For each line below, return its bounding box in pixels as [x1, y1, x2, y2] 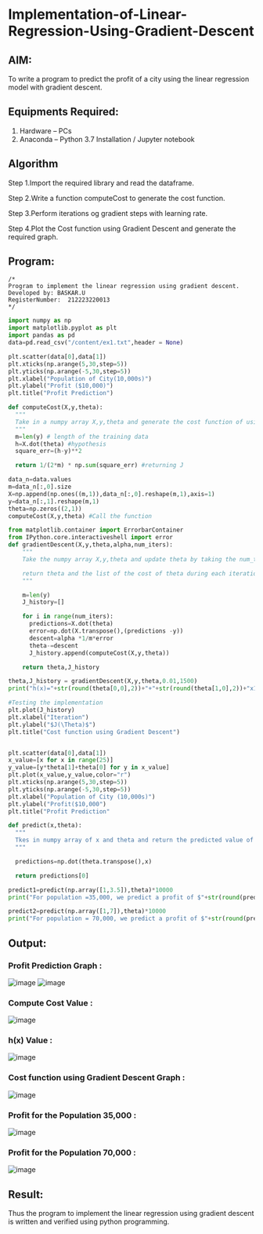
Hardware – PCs [19, 126, 72, 135]
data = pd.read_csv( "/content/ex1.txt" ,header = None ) [8, 339, 184, 347]
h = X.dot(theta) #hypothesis [15, 440, 107, 448]
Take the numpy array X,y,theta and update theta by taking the [22, 555, 236, 563]
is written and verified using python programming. [8, 1217, 170, 1226]
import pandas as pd [8, 331, 76, 339]
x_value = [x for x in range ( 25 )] [8, 756, 113, 765]
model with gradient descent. [8, 82, 103, 92]
